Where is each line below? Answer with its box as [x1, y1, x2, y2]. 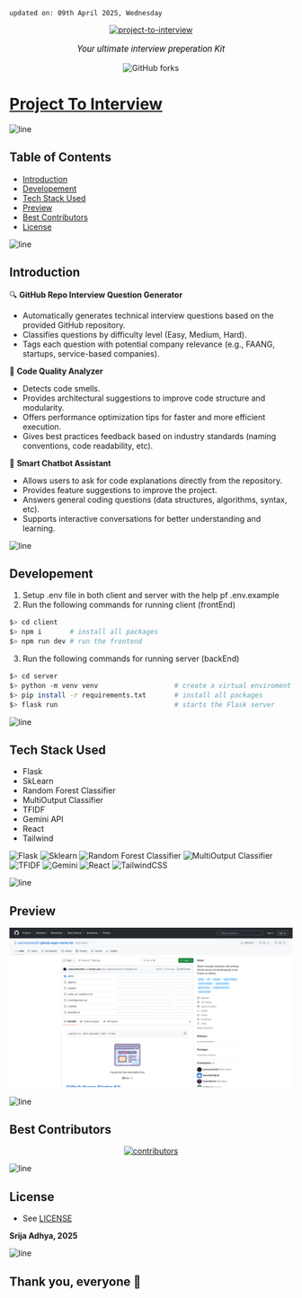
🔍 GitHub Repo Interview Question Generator [9, 289, 182, 300]
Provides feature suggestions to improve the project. [22, 484, 218, 495]
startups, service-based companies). [22, 348, 160, 358]
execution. [22, 421, 62, 432]
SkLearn [22, 776, 54, 787]
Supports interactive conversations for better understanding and [22, 513, 262, 524]
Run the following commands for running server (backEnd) [22, 653, 240, 664]
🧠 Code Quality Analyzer [9, 366, 103, 376]
